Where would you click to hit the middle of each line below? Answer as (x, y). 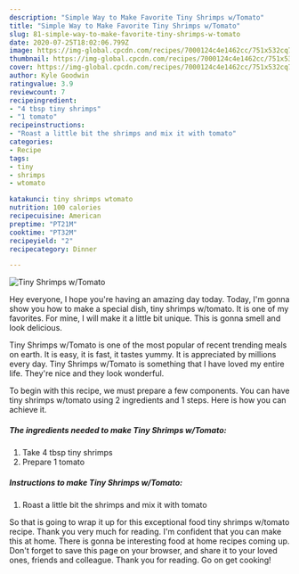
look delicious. (36, 328)
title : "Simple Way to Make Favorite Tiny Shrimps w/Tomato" (125, 26)
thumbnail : (29, 59)
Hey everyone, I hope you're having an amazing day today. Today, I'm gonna (149, 299)
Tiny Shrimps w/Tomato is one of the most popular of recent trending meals (148, 345)
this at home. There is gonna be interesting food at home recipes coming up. (149, 541)
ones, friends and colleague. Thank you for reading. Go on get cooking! (140, 560)
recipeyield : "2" (41, 241)
